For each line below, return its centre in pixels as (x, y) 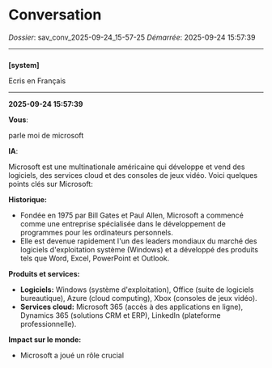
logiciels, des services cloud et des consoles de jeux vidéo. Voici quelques (133, 175)
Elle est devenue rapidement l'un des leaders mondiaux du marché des (138, 241)
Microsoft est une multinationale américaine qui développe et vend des (127, 167)
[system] (24, 65)
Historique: (28, 199)
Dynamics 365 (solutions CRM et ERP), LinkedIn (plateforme (120, 315)
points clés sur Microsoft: (51, 184)
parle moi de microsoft (46, 135)
